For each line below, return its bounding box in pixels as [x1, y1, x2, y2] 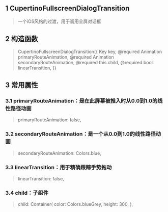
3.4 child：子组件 [5, 189, 49, 196]
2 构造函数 [5, 35, 38, 43]
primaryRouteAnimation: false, [17, 117, 81, 123]
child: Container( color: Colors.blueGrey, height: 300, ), [17, 201, 133, 207]
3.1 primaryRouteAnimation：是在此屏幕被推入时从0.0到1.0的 [5, 97, 158, 104]
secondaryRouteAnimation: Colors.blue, [17, 150, 102, 156]
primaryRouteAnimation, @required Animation [17, 54, 115, 60]
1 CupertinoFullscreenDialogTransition [5, 4, 130, 13]
